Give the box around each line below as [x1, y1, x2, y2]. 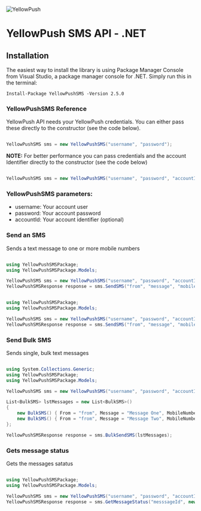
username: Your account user [14, 203, 89, 211]
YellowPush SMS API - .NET [6, 27, 147, 40]
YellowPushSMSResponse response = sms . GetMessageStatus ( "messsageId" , [6, 498, 186, 505]
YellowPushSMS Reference [6, 104, 87, 113]
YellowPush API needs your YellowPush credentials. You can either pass [6, 118, 184, 125]
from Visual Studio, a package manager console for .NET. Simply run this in [6, 73, 192, 80]
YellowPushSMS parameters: [6, 190, 93, 198]
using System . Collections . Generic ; [6, 366, 95, 372]
